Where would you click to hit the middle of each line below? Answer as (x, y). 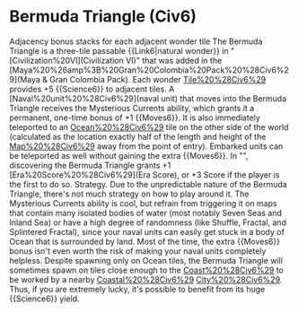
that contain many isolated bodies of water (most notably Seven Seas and (146, 213)
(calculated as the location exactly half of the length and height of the (138, 136)
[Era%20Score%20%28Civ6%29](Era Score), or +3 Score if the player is (145, 174)
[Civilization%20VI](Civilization (66, 60)
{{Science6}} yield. (44, 299)
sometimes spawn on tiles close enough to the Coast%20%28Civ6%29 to (147, 270)
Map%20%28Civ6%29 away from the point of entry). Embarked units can (146, 146)
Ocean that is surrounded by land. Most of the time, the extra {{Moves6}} (145, 241)
